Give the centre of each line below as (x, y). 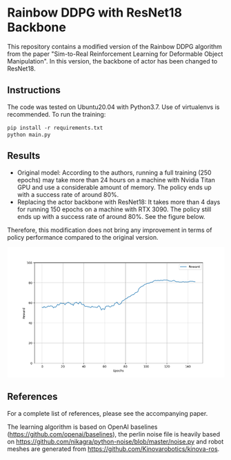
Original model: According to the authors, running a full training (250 (114, 172)
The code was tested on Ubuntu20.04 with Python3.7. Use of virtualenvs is (113, 107)
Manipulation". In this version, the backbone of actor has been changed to (112, 61)
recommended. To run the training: (57, 114)
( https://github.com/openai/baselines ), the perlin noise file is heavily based (114, 434)
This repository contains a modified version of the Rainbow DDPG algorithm (115, 46)
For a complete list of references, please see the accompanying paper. (108, 413)
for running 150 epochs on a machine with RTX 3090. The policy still (114, 209)
